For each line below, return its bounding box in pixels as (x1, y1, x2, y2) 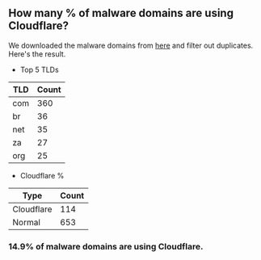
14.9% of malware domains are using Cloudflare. (8, 241, 204, 252)
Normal (12, 216, 40, 228)
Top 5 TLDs (19, 65, 59, 74)
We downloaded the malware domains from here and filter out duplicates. (8, 40, 254, 50)
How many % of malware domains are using (8, 6, 234, 20)
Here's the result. (8, 48, 66, 59)
